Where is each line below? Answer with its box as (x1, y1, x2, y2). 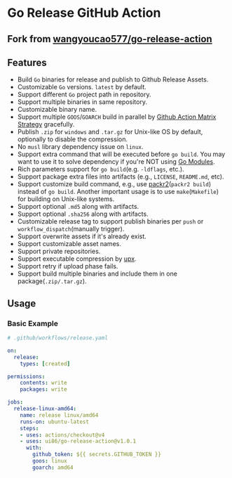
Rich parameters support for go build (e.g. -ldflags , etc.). (17, 165, 184, 174)
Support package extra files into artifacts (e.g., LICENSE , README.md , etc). (17, 172, 224, 181)
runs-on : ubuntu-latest (20, 418, 90, 425)
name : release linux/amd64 (20, 411, 99, 419)
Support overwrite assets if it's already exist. (17, 232, 147, 240)
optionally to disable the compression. (17, 135, 128, 143)
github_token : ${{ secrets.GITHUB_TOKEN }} (32, 451, 161, 458)
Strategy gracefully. (17, 120, 75, 129)
